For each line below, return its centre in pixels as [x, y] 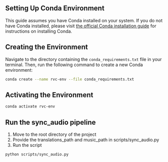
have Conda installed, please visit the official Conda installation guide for [81, 26]
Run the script [27, 145]
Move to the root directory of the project [54, 134]
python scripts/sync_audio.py [37, 154]
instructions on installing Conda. [39, 31]
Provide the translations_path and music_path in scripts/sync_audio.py [86, 140]
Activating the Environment [49, 95]
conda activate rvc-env [30, 106]
